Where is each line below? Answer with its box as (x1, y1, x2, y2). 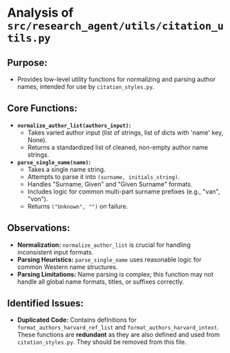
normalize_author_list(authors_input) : (17, 121, 131, 129)
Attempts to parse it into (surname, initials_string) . (27, 172, 180, 181)
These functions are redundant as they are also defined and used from (17, 331, 220, 339)
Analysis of (7, 5, 74, 21)
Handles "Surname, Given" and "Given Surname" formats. (27, 180, 193, 188)
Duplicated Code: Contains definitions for (17, 316, 137, 324)
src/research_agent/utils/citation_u (7, 19, 224, 33)
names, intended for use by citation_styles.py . (17, 83, 155, 91)
